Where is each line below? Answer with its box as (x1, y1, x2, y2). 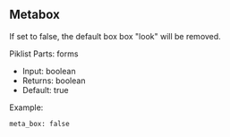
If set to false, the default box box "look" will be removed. (9, 30, 221, 41)
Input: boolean (21, 65, 76, 76)
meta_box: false (9, 119, 70, 128)
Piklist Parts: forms (9, 48, 79, 59)
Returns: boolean (21, 75, 86, 86)
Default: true (21, 84, 69, 95)
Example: (9, 102, 44, 113)
